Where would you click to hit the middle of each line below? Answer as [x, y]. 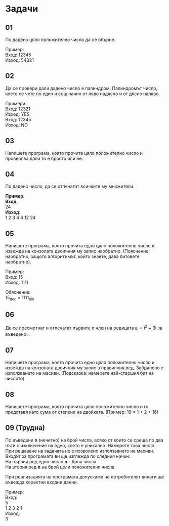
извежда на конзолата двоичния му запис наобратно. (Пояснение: [78, 251]
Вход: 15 [14, 277]
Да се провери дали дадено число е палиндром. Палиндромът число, [81, 88]
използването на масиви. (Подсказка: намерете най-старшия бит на [80, 373]
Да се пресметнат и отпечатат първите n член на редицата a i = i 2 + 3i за [84, 328]
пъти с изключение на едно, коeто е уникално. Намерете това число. [80, 445]
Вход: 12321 [18, 109]
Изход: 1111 [17, 282]
